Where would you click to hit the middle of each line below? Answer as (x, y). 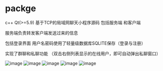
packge (21, 9)
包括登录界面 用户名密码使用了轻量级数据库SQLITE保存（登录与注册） (75, 43)
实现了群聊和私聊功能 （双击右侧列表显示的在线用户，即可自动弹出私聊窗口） (83, 53)
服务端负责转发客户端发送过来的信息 (42, 33)
